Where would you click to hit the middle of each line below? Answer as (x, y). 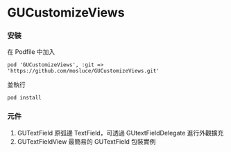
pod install (24, 98)
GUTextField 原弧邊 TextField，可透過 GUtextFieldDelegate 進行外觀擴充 (120, 133)
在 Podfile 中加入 (31, 52)
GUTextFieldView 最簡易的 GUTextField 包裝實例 (86, 141)
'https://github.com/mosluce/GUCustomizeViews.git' (83, 71)
